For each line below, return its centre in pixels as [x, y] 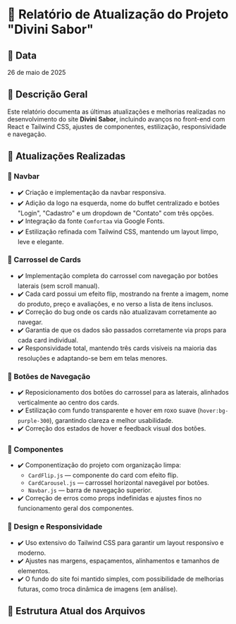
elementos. [34, 570]
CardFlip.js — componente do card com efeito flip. [103, 475]
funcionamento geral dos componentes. [75, 508]
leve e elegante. [41, 241]
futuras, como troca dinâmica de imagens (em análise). [98, 589]
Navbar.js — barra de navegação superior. [90, 491]
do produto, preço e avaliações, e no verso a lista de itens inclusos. [115, 304]
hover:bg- [214, 411]
